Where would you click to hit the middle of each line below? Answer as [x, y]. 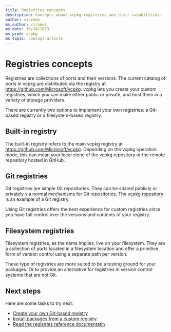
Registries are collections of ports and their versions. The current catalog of [85, 78]
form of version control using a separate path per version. [66, 254]
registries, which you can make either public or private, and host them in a [84, 94]
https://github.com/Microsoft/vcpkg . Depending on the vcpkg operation [81, 149]
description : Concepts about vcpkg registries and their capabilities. [83, 15]
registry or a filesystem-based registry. [61, 115]
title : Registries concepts [35, 10]
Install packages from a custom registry [55, 319]
